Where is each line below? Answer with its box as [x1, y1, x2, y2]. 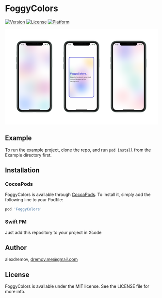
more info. [5, 289, 26, 295]
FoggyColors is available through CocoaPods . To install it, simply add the [5, 192, 151, 197]
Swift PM [5, 218, 27, 225]
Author [5, 244, 27, 252]
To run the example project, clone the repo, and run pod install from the [5, 147, 151, 153]
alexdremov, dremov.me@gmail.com [5, 256, 78, 263]
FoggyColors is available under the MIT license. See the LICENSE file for [5, 283, 149, 289]
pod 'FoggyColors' [5, 207, 42, 212]
